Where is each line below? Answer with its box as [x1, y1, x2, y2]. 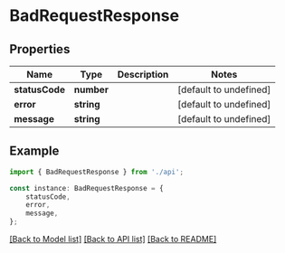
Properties [9, 42, 71, 57]
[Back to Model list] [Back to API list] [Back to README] [9, 234, 217, 245]
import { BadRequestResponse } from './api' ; [9, 167, 184, 176]
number [73, 83, 109, 96]
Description [117, 69, 169, 80]
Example [9, 144, 60, 159]
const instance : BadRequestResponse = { [9, 183, 165, 192]
